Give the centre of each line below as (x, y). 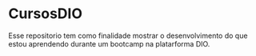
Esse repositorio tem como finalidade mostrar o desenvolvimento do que (128, 35)
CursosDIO (45, 14)
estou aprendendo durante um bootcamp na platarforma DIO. (109, 43)
